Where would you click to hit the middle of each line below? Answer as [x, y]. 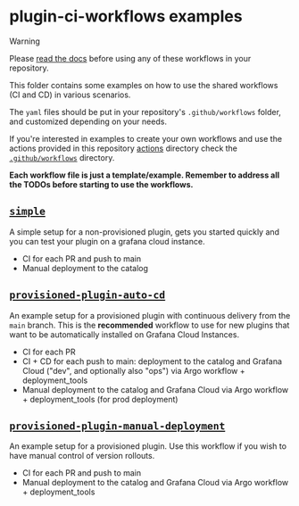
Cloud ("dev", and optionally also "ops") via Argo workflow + [133, 370]
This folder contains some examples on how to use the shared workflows [144, 85]
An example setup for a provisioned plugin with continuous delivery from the [150, 315]
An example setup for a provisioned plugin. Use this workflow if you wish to [148, 446]
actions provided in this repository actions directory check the [124, 148]
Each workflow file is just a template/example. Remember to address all [145, 175]
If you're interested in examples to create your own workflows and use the [146, 138]
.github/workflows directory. [62, 157]
